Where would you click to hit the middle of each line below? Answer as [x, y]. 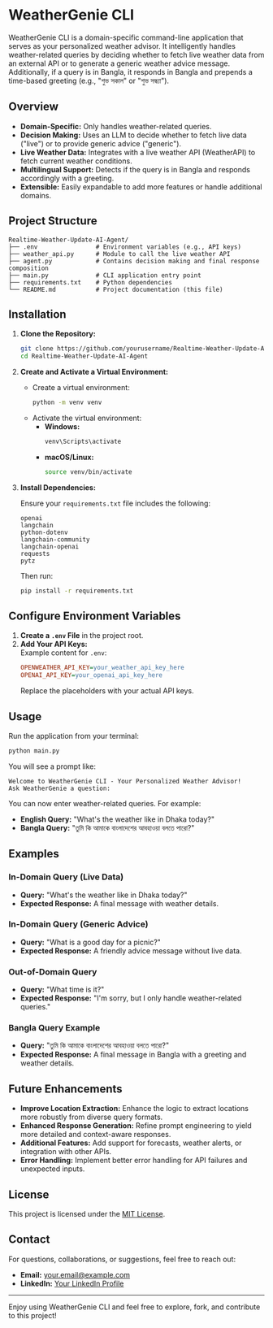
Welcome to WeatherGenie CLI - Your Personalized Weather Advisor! [125, 781]
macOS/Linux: [69, 457]
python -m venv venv [67, 403]
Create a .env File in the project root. [82, 636]
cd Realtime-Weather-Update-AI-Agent [84, 356]
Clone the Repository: [58, 334]
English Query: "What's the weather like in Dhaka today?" [117, 819]
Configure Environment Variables [95, 616]
